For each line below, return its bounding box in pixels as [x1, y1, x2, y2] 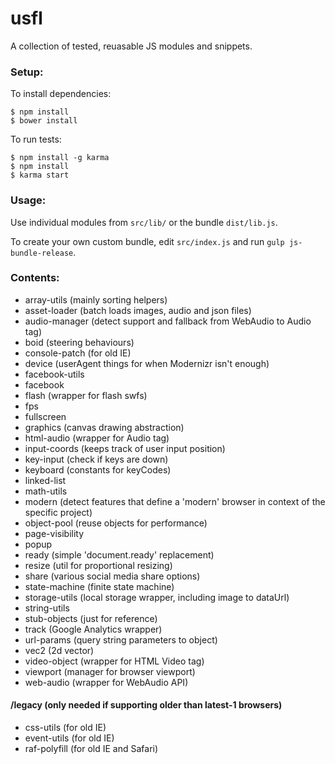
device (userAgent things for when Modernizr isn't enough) [24, 357, 270, 369]
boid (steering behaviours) [24, 336, 135, 348]
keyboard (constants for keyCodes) [24, 463, 172, 476]
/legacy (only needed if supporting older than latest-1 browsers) [10, 699, 283, 711]
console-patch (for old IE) [24, 347, 132, 359]
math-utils [24, 485, 68, 497]
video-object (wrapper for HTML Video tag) [24, 655, 205, 667]
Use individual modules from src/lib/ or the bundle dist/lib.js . [10, 216, 278, 228]
